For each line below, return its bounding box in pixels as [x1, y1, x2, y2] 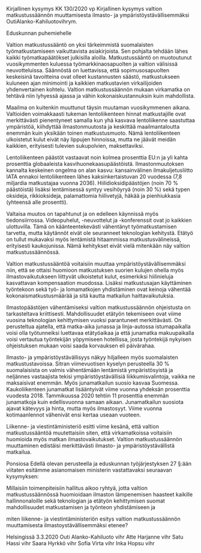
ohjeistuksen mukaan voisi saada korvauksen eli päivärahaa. [6, 342, 156, 349]
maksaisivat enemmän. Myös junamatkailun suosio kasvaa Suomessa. [6, 379, 179, 386]
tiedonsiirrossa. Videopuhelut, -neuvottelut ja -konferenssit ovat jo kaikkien [6, 216, 192, 224]
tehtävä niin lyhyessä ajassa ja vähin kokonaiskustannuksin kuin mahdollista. [6, 93, 196, 99]
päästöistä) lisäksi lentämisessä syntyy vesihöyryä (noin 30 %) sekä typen [6, 186, 190, 193]
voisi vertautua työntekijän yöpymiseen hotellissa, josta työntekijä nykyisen [6, 336, 192, 343]
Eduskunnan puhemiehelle [6, 29, 72, 37]
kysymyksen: [6, 473, 39, 480]
